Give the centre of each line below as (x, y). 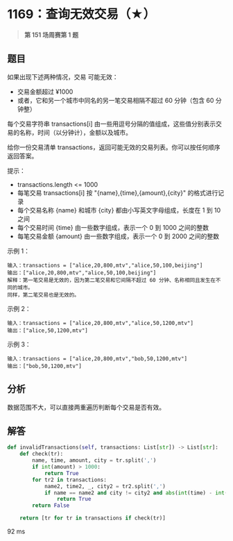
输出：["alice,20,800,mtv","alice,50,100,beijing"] (82, 273)
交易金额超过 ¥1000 (45, 92)
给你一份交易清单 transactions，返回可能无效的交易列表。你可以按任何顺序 (114, 147)
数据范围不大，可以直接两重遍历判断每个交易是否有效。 (86, 407)
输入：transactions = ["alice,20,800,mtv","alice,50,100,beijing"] (105, 265)
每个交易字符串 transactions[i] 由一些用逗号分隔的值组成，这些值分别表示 (112, 124)
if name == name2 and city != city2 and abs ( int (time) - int (135, 493)
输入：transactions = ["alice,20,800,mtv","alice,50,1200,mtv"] (101, 323)
